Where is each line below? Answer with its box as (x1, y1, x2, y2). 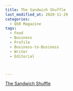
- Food (9, 30, 23, 35)
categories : (5, 16, 30, 21)
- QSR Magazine (9, 21, 41, 26)
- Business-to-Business (9, 44, 59, 49)
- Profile (9, 40, 30, 45)
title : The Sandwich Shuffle (5, 7, 66, 12)
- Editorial (9, 53, 35, 59)
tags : (5, 26, 16, 31)
